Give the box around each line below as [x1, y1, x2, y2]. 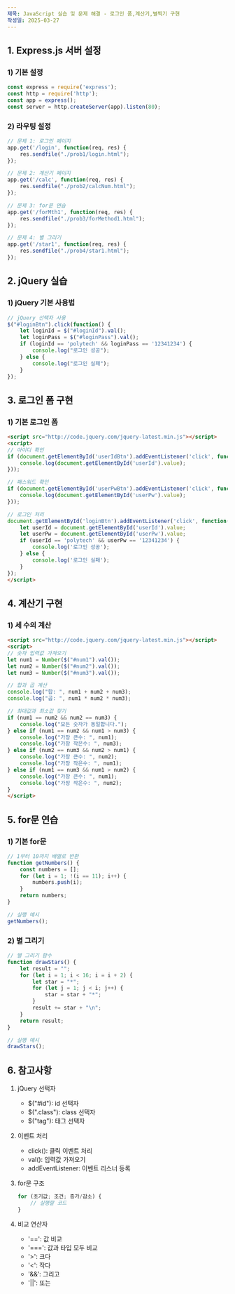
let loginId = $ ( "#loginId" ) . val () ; [20, 327, 127, 334]
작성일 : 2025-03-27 [7, 17, 59, 24]
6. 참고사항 [7, 1064, 52, 1076]
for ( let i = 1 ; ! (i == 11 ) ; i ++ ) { [20, 872, 127, 880]
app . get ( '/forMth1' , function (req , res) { [7, 209, 133, 216]
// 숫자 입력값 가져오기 [7, 649, 66, 656]
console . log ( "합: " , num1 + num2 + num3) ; [7, 689, 131, 696]
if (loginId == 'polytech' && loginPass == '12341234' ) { [20, 341, 192, 348]
